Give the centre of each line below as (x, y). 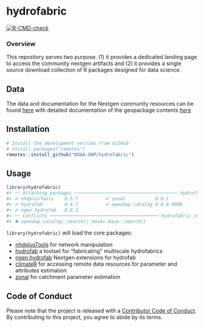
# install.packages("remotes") (46, 149)
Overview (21, 44)
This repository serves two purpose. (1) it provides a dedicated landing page (102, 57)
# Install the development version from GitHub (68, 143)
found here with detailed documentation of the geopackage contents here (99, 110)
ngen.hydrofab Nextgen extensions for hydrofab (75, 258)
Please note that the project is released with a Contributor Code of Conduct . (101, 311)
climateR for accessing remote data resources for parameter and (96, 264)
